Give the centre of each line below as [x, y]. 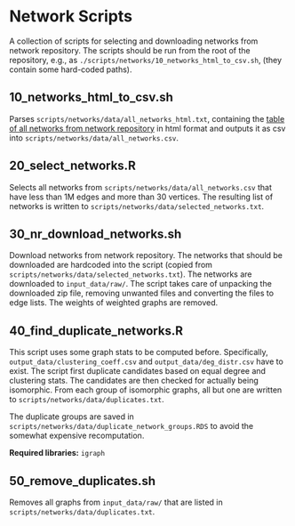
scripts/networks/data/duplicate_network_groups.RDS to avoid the [132, 426]
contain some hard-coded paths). [71, 69]
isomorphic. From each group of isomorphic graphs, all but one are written [146, 390]
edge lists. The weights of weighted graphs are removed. [114, 303]
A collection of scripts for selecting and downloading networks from [134, 41]
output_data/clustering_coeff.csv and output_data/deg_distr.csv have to [147, 361]
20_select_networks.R [72, 166]
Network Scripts [71, 16]
